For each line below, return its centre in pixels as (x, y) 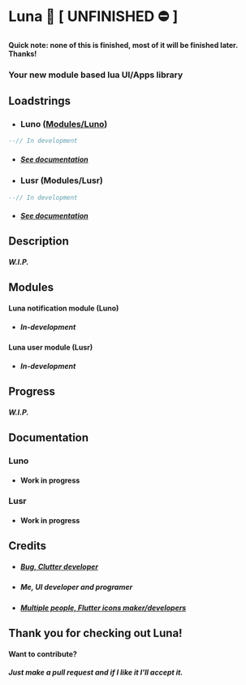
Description (39, 241)
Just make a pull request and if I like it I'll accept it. (96, 673)
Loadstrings (40, 101)
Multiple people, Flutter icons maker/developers (103, 608)
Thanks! (23, 54)
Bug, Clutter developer (59, 567)
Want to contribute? (43, 654)
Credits (28, 546)
